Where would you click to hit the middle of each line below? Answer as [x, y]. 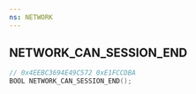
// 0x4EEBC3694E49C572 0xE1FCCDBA [73, 73]
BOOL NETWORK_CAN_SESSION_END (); [71, 81]
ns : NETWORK [31, 17]
